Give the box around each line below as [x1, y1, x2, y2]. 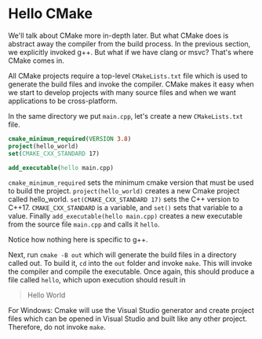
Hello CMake [8, 5, 93, 23]
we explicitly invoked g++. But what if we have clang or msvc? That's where [8, 47, 253, 57]
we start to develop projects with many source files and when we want [8, 87, 237, 97]
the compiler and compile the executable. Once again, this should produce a [8, 267, 255, 276]
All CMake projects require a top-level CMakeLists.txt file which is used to [8, 71, 248, 80]
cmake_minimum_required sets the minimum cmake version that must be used [8, 178, 254, 187]
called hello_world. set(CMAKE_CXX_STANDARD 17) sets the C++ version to [8, 194, 239, 205]
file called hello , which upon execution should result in [8, 275, 186, 285]
